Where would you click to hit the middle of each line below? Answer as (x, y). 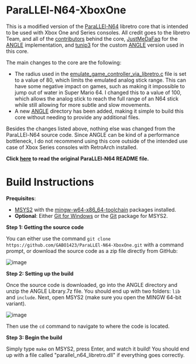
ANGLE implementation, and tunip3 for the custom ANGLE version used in (95, 45)
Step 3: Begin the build (34, 337)
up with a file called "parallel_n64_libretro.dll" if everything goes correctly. (96, 355)
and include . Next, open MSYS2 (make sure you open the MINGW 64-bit (94, 297)
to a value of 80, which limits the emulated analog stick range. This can (100, 80)
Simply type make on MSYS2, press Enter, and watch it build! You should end (98, 349)
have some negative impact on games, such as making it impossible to (100, 86)
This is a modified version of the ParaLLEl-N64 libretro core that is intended (97, 26)
